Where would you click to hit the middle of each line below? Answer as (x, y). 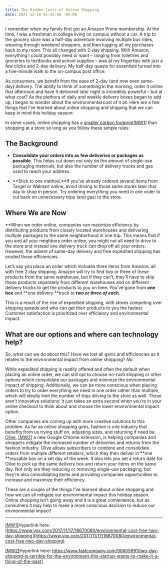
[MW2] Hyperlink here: (28, 550)
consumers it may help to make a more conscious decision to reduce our (80, 505)
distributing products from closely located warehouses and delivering (77, 230)
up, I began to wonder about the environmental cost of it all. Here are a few (82, 102)
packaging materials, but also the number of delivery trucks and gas (83, 166)
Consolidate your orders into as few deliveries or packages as (78, 155)
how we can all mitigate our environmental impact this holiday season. (77, 494)
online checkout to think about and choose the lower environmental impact (82, 406)
